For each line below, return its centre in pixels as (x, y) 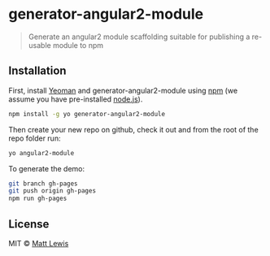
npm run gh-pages (38, 199)
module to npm (78, 45)
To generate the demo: (47, 168)
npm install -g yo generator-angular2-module (87, 114)
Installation (37, 71)
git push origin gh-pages (52, 191)
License (29, 224)
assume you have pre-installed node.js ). (76, 99)
